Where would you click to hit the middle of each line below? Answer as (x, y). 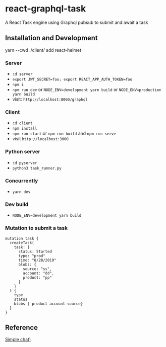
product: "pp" (37, 277)
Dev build (17, 204)
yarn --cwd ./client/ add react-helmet (43, 50)
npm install (25, 129)
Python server (23, 152)
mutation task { (22, 238)
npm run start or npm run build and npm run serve (64, 133)
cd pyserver (25, 163)
